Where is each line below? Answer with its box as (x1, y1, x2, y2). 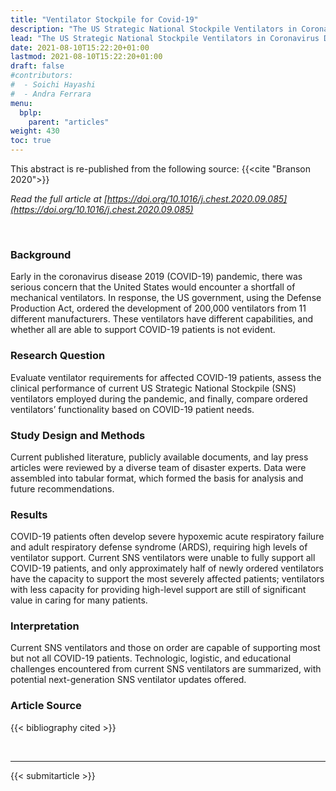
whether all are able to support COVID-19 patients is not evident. (10, 324, 276, 336)
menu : (10, 98, 33, 108)
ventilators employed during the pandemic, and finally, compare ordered (10, 392, 308, 405)
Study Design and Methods (10, 428, 146, 442)
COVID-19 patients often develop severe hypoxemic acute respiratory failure (10, 531, 325, 543)
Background (10, 247, 72, 261)
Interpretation (10, 619, 80, 633)
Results (10, 507, 48, 521)
